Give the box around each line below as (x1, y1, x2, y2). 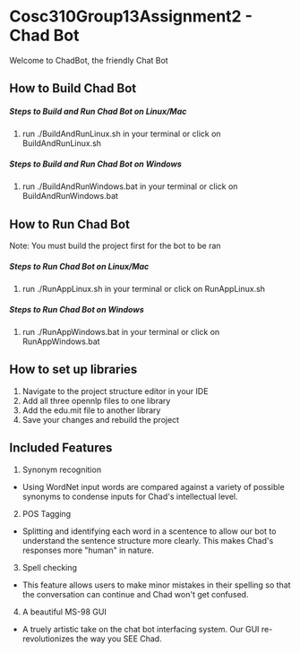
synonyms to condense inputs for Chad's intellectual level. (21, 491, 239, 502)
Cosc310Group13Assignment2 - (9, 6, 253, 27)
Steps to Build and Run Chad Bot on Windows (9, 159, 182, 169)
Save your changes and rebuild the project (21, 414, 180, 425)
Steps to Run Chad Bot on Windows (9, 304, 145, 314)
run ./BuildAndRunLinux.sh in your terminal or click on (21, 128, 221, 140)
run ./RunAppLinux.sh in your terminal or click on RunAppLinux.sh (21, 284, 266, 295)
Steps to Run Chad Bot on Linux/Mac (9, 261, 150, 271)
